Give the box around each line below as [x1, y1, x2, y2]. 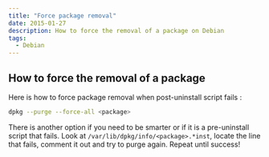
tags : [8, 34, 26, 42]
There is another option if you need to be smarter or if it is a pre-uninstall [8, 122, 250, 132]
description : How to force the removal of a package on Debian [8, 26, 225, 34]
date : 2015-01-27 [8, 19, 67, 27]
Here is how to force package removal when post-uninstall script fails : [8, 92, 243, 102]
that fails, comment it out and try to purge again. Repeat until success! [8, 139, 241, 149]
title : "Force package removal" [8, 11, 116, 20]
